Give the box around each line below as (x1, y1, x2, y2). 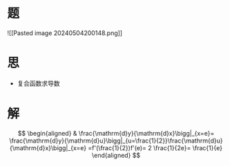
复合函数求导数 (17, 79, 60, 87)
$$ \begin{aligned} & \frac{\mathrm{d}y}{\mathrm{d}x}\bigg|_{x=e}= (17, 129, 215, 137)
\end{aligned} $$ (91, 151, 141, 159)
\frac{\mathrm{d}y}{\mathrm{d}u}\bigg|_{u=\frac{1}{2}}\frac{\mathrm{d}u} (9, 136, 223, 145)
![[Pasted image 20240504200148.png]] (7, 28, 123, 37)
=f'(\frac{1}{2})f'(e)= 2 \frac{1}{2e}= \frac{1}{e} (88, 143, 223, 152)
